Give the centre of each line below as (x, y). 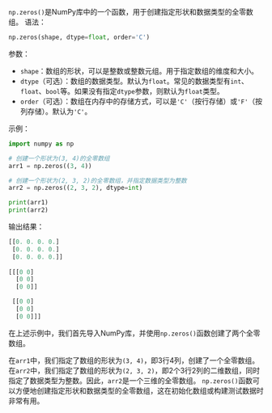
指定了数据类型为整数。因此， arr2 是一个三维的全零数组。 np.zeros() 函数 (131, 380)
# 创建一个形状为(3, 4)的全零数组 (59, 158)
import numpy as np (41, 144)
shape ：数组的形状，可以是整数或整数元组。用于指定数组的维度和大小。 (139, 70)
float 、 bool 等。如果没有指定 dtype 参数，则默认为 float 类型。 (122, 91)
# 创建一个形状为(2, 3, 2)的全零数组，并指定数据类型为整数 (98, 180)
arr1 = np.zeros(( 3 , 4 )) (50, 166)
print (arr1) (28, 203)
